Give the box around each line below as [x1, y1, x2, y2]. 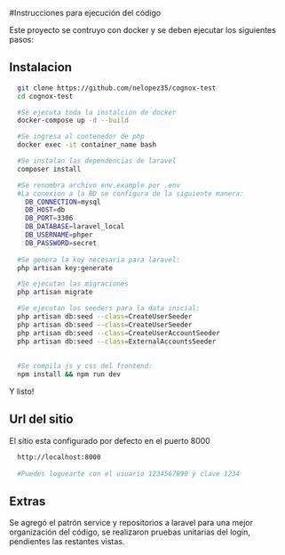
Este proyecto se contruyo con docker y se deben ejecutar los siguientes [9, 25, 277, 35]
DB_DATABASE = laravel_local [25, 222, 125, 231]
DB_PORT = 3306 [25, 213, 74, 223]
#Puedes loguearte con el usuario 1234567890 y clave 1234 [17, 469, 241, 479]
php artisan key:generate [17, 263, 114, 272]
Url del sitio [9, 412, 74, 427]
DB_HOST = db [25, 205, 66, 214]
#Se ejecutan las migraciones [17, 279, 129, 288]
